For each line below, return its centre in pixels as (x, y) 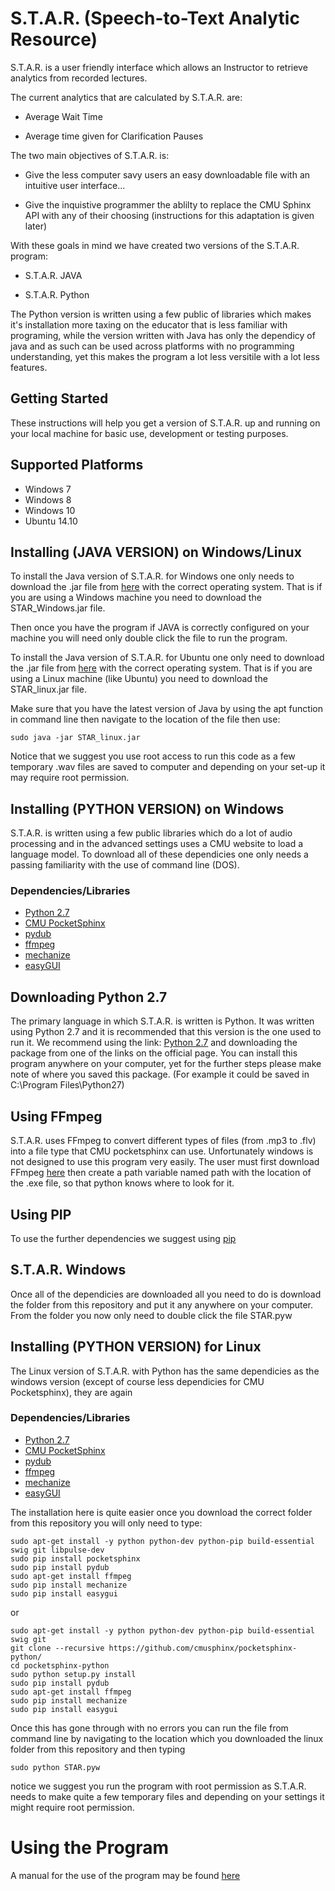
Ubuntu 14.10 (51, 521)
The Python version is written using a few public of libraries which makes (161, 314)
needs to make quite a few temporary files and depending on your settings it (167, 1796)
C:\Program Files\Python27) (67, 1085)
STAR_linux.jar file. (48, 689)
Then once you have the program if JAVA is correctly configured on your (160, 628)
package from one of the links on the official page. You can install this (154, 1053)
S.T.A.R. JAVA (53, 275)
